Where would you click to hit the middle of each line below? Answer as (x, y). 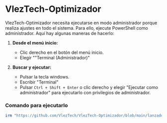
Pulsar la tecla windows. (44, 77)
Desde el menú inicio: (35, 42)
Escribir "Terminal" (39, 82)
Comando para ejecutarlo (37, 105)
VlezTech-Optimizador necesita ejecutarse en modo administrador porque (81, 23)
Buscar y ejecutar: (32, 67)
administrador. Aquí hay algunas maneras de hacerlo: (60, 33)
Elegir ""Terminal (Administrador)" (55, 57)
